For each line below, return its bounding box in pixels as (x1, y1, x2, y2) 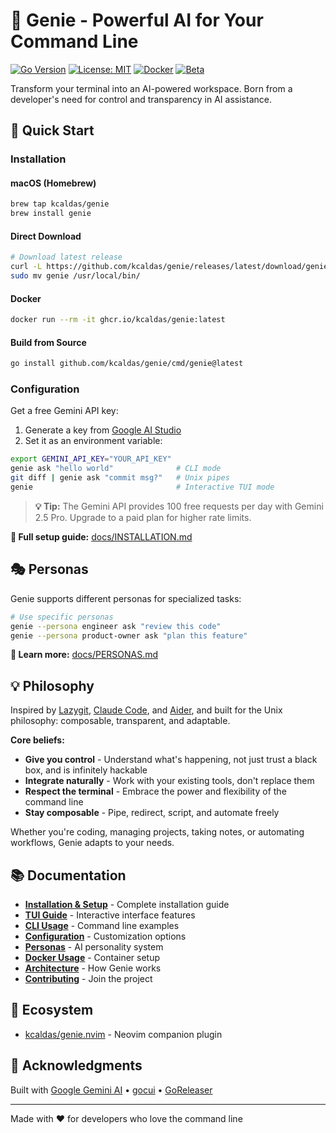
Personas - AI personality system (24, 941, 164, 953)
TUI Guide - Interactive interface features (24, 909, 196, 921)
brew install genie (10, 209, 92, 219)
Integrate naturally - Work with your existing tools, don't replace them (24, 775, 315, 787)
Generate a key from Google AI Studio (24, 424, 182, 436)
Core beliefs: (10, 734, 65, 746)
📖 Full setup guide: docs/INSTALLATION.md (10, 530, 193, 543)
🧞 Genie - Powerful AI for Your (10, 9, 264, 32)
